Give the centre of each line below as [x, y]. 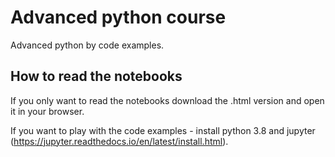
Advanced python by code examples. [87, 45]
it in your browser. [47, 111]
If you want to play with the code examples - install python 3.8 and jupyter [163, 130]
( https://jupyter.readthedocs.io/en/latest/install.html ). [119, 141]
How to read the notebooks [96, 76]
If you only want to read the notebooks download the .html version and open [167, 100]
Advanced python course [118, 17]
